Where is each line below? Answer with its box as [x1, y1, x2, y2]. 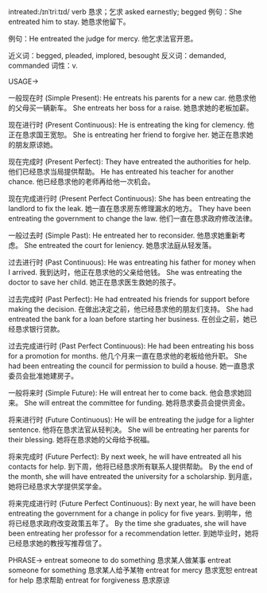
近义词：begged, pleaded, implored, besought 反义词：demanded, [8, 51, 226, 60]
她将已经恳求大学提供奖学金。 [8, 481, 106, 491]
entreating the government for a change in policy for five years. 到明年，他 [8, 509, 253, 518]
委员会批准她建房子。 [8, 371, 78, 380]
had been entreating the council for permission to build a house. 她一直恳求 [8, 361, 255, 371]
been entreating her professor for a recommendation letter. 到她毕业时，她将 [8, 528, 259, 538]
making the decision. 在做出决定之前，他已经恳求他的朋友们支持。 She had [8, 304, 253, 313]
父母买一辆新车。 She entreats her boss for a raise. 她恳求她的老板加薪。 [14, 103, 253, 112]
